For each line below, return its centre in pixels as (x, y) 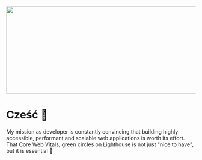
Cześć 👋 (27, 115)
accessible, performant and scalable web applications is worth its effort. (96, 138)
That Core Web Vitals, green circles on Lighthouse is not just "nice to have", (100, 144)
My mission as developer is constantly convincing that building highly (92, 131)
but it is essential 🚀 (29, 150)
